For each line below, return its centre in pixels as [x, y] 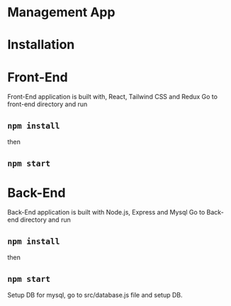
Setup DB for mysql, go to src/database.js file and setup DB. [95, 295]
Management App [61, 12]
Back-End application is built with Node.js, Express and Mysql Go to [106, 212]
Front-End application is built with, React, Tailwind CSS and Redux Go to [113, 97]
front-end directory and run [47, 104]
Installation [41, 45]
